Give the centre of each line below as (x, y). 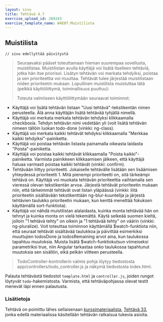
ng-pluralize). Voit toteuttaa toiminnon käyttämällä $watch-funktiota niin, (85, 226)
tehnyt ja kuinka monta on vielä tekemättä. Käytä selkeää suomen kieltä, (84, 216)
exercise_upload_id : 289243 (34, 18)
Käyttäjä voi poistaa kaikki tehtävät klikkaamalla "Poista (67, 154)
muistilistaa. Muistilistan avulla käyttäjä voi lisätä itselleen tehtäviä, (83, 68)
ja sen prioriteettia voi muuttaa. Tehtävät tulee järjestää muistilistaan (85, 79)
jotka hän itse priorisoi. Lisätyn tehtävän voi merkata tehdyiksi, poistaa (87, 73)
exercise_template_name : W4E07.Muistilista (50, 23)
